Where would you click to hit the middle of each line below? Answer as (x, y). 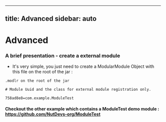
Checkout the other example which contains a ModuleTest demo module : (82, 109)
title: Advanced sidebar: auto (51, 19)
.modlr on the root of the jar (37, 81)
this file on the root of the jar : (42, 71)
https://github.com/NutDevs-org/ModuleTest (53, 114)
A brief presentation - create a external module (62, 56)
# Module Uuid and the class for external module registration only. (78, 89)
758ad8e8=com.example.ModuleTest (40, 98)
